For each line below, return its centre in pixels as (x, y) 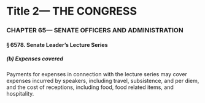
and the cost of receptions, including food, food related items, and (90, 87)
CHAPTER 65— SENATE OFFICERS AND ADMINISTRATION (95, 30)
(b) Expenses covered (35, 59)
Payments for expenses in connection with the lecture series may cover (97, 74)
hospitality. (20, 93)
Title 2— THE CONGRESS (72, 11)
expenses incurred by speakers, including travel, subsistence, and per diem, (103, 80)
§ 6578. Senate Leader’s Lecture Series (57, 44)
